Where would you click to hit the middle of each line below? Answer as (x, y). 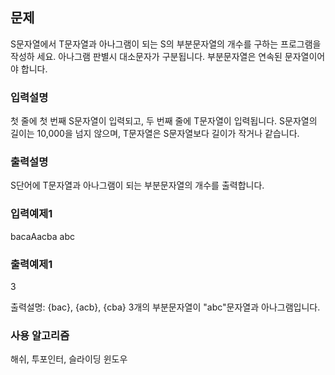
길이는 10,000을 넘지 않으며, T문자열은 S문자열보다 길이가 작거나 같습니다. (155, 134)
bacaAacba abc (43, 236)
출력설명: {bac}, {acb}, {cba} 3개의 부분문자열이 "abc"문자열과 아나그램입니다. (165, 307)
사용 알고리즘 (40, 335)
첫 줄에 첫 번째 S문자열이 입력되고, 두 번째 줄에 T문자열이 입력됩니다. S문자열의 (164, 121)
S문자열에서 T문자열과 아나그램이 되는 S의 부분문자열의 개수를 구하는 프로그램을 (166, 44)
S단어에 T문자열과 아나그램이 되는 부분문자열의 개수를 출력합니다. (137, 185)
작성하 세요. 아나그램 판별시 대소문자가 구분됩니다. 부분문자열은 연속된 (146, 56)
